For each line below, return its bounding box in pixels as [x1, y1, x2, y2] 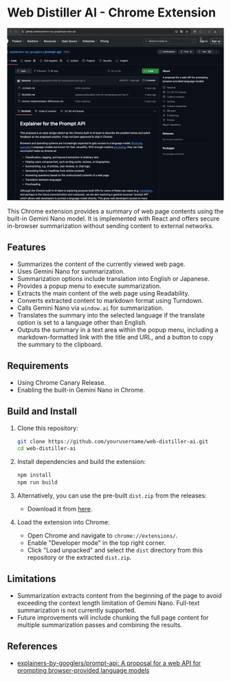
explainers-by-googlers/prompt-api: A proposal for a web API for [16, 658, 201, 667]
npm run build [16, 479, 58, 486]
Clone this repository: [16, 424, 78, 432]
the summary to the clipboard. [16, 340, 103, 348]
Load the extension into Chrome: [16, 518, 110, 526]
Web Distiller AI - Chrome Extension [7, 5, 217, 21]
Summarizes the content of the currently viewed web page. [16, 260, 186, 268]
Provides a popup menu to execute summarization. [16, 282, 162, 290]
